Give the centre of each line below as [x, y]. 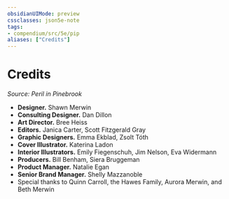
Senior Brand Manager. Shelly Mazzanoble [80, 174]
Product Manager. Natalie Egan [63, 167]
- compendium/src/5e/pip [43, 33]
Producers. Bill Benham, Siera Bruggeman [78, 160]
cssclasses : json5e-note [43, 20]
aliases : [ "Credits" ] [39, 40]
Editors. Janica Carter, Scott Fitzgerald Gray [81, 130]
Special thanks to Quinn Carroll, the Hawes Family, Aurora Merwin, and [119, 182]
